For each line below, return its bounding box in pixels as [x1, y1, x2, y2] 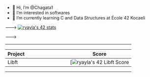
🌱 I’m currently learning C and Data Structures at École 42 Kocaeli [12, 15, 146, 20]
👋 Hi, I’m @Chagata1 [12, 5, 53, 10]
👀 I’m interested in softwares [12, 10, 70, 16]
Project [7, 51, 25, 57]
